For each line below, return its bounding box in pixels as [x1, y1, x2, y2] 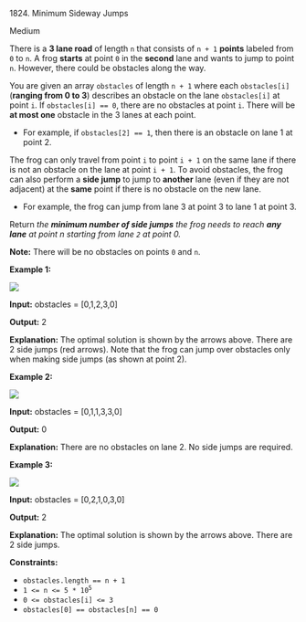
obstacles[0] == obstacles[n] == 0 [22, 606, 159, 615]
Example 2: [9, 372, 53, 382]
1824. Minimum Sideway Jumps [9, 8, 129, 18]
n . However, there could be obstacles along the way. [9, 63, 206, 73]
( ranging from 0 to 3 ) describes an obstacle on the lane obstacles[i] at [9, 90, 280, 100]
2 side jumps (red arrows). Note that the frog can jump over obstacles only [9, 344, 290, 354]
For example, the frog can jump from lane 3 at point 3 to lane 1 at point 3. [22, 201, 297, 212]
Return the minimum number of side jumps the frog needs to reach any [9, 219, 281, 229]
